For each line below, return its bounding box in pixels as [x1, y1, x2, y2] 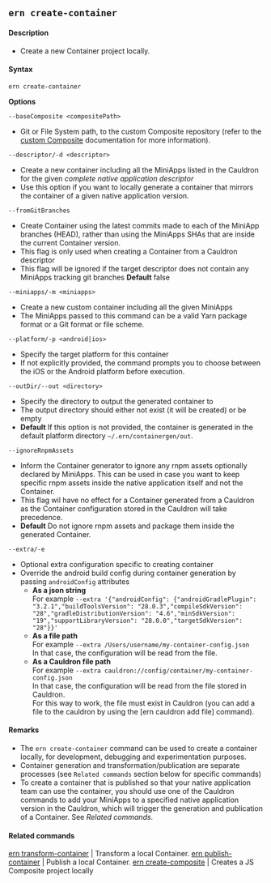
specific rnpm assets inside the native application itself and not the [19, 478, 243, 488]
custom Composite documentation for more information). [19, 134, 211, 145]
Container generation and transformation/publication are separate [19, 761, 240, 770]
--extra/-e [8, 545, 45, 553]
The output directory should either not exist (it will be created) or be [19, 405, 247, 415]
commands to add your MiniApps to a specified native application [19, 795, 239, 804]
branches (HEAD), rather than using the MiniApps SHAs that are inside [19, 229, 256, 239]
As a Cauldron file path [32, 656, 112, 666]
